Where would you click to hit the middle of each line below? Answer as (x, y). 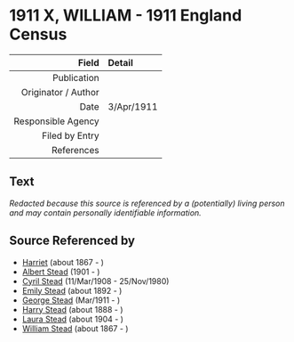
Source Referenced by (72, 241)
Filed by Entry (70, 135)
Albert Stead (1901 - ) (61, 272)
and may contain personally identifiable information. (105, 212)
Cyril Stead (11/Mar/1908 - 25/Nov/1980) (95, 281)
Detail (120, 62)
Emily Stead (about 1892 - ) (72, 290)
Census (38, 34)
